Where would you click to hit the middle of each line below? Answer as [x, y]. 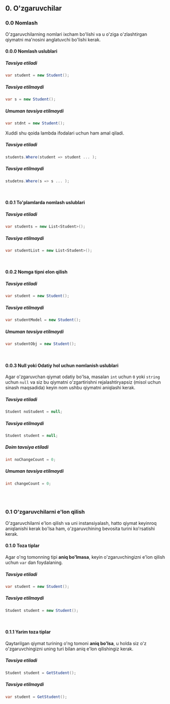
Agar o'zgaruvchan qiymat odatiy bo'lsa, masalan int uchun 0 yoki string [83, 377]
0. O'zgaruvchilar [34, 8]
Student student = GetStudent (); [41, 673]
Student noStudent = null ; [34, 412]
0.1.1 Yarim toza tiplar [28, 632]
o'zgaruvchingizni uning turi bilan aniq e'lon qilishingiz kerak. [69, 649]
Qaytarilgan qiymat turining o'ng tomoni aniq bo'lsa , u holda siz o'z [76, 643]
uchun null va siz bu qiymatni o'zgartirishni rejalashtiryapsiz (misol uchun [83, 382]
